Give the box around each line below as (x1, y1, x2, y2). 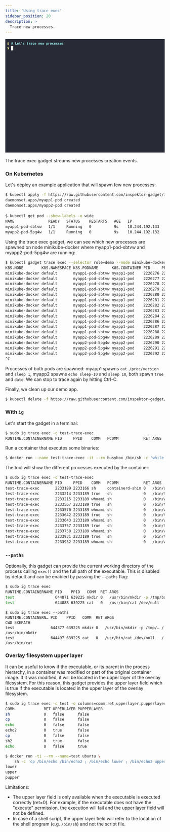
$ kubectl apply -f (5, 192, 47, 197)
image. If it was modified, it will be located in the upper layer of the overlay (5, 674, 161, 680)
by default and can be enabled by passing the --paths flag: (5, 574, 129, 580)
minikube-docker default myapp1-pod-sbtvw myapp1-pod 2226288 (5, 330, 159, 335)
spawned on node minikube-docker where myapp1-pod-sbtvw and (5, 244, 145, 250)
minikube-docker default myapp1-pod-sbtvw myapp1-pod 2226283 (5, 308, 159, 313)
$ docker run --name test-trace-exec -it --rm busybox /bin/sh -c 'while (5, 456, 164, 461)
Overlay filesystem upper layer (5, 652, 83, 659)
